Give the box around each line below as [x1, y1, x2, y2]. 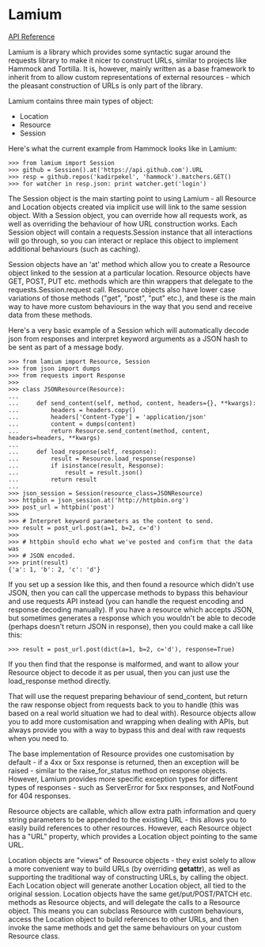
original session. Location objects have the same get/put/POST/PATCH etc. [8, 889, 253, 899]
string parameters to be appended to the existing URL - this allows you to [8, 815, 247, 824]
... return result [8, 475, 97, 483]
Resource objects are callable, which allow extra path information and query [8, 806, 256, 815]
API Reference [8, 32, 55, 41]
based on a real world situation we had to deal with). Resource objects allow [8, 708, 256, 718]
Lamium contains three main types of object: [8, 96, 154, 105]
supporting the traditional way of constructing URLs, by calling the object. [8, 872, 249, 881]
